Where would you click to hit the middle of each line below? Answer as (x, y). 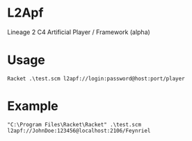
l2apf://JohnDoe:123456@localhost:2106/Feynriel (79, 131)
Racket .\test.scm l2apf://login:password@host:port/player (96, 78)
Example (33, 106)
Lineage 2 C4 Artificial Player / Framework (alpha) (79, 32)
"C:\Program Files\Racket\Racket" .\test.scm (74, 124)
